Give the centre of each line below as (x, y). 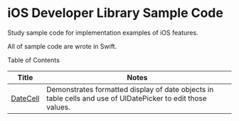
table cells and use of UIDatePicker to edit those (127, 98)
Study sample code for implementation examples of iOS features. (103, 33)
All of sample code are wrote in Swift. (62, 46)
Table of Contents (34, 60)
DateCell (25, 98)
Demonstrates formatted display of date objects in (130, 89)
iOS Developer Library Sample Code (116, 13)
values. (58, 107)
